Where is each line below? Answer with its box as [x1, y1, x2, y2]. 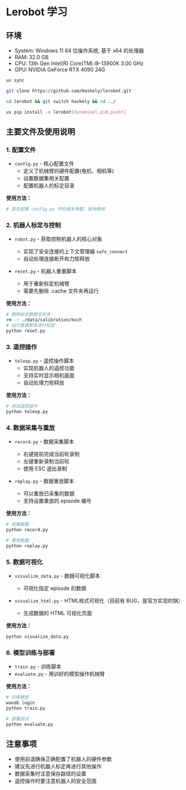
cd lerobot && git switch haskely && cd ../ [6, 98, 116, 104]
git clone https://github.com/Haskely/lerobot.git [6, 88, 132, 94]
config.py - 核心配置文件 [14, 160, 75, 167]
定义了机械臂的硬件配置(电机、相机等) [23, 167, 114, 174]
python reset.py [6, 328, 45, 334]
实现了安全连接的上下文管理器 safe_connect [23, 248, 128, 255]
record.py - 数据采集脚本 [14, 438, 75, 445]
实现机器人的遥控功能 [23, 365, 75, 372]
